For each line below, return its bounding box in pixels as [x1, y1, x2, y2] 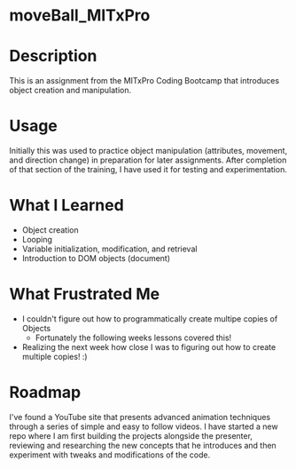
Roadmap [9, 383, 82, 402]
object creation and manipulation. [9, 85, 132, 96]
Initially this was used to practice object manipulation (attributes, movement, [9, 146, 288, 156]
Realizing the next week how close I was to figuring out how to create [21, 341, 277, 352]
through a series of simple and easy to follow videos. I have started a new [9, 421, 278, 432]
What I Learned [9, 195, 124, 216]
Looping [21, 234, 53, 244]
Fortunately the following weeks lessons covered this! [35, 332, 232, 343]
